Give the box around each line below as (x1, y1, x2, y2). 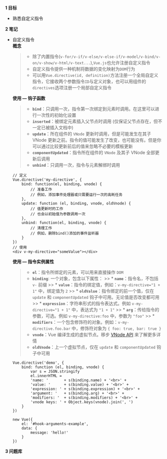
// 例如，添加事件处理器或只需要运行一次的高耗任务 (30, 192, 123, 197)
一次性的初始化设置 (36, 112, 76, 118)
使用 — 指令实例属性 (12, 259, 54, 264)
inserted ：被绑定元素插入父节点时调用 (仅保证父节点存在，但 (32, 118, 158, 124)
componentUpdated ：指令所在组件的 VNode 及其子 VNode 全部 (32, 150, 156, 155)
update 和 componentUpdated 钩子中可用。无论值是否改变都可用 (32, 294, 160, 300)
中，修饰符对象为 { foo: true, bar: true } (71, 325, 162, 331)
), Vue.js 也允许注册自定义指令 (90, 60, 151, 65)
